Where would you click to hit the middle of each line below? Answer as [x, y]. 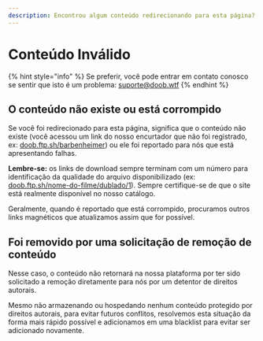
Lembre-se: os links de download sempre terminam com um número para [128, 169]
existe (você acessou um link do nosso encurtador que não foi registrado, [128, 137]
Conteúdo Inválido [70, 54]
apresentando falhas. [43, 154]
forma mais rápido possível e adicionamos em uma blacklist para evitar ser [129, 322]
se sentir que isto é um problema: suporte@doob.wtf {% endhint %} [119, 84]
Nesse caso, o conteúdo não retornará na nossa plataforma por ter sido [124, 273]
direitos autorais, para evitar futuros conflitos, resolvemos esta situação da [130, 314]
